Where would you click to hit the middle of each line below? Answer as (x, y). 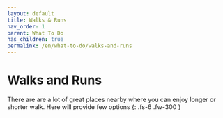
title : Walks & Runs (37, 20)
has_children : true (36, 40)
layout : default (31, 14)
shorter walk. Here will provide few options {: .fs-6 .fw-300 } (94, 107)
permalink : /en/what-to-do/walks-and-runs (70, 46)
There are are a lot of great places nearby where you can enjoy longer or (111, 99)
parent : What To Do (36, 33)
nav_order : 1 (26, 26)
